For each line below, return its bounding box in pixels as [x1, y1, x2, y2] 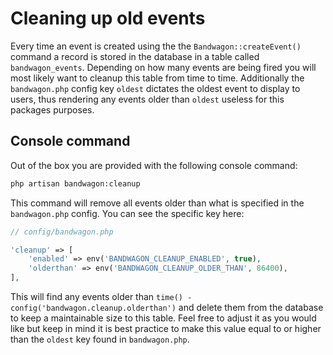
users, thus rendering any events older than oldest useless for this [10, 93, 285, 105]
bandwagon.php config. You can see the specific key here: [10, 207, 245, 219]
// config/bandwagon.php [10, 227, 114, 237]
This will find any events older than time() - [10, 291, 193, 302]
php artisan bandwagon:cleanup [10, 178, 141, 189]
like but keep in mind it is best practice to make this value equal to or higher [10, 323, 322, 334]
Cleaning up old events [10, 7, 206, 30]
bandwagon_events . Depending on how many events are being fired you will [10, 61, 317, 73]
